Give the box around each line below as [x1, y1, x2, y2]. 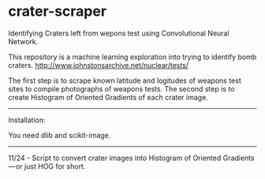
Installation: [8, 115, 46, 125]
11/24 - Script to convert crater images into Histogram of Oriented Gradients [8, 153, 255, 162]
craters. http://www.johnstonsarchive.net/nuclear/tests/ [8, 60, 189, 69]
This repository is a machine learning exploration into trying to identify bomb [8, 52, 257, 62]
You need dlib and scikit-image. [8, 130, 111, 140]
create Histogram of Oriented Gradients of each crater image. [8, 92, 209, 102]
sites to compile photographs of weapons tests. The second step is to [8, 84, 235, 93]
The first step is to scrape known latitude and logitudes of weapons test [8, 76, 242, 85]
